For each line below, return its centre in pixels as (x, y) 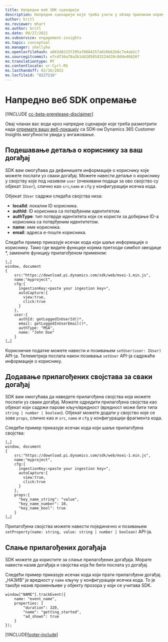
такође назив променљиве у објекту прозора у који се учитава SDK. (78, 585)
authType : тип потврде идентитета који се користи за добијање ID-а (85, 216)
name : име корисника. (36, 227)
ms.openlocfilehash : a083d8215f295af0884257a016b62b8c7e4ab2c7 (72, 52)
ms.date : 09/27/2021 (27, 33)
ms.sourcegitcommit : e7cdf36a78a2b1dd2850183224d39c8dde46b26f (72, 57)
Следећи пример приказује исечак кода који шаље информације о (77, 242)
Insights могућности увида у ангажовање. (50, 134)
